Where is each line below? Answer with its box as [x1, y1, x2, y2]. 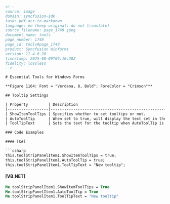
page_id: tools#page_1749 [5, 42, 60, 47]
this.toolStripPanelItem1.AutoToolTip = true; [5, 157, 105, 162]
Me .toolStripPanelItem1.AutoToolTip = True [5, 189, 99, 194]
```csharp [5, 148, 26, 153]
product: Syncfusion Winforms [5, 47, 69, 52]
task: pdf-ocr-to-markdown [5, 18, 62, 23]
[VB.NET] [5, 173, 26, 179]
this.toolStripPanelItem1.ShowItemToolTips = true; [5, 153, 116, 158]
